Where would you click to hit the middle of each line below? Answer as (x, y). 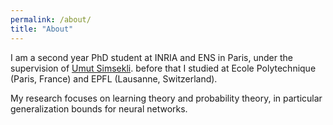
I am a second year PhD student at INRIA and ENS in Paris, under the (151, 57)
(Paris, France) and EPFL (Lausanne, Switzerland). (114, 78)
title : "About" (42, 29)
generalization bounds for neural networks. (99, 108)
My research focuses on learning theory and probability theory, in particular (166, 98)
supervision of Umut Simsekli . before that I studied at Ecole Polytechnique (163, 68)
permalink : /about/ (51, 19)
